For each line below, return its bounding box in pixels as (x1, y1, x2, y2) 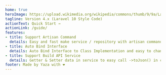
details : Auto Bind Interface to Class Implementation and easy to (9, 48, 152, 53)
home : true (5, 7, 28, 12)
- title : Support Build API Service (5, 53, 81, 58)
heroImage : (5, 12, 28, 17)
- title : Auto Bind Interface (5, 44, 68, 49)
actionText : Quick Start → (5, 21, 61, 26)
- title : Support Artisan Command (5, 35, 77, 40)
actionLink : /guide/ (5, 26, 48, 31)
